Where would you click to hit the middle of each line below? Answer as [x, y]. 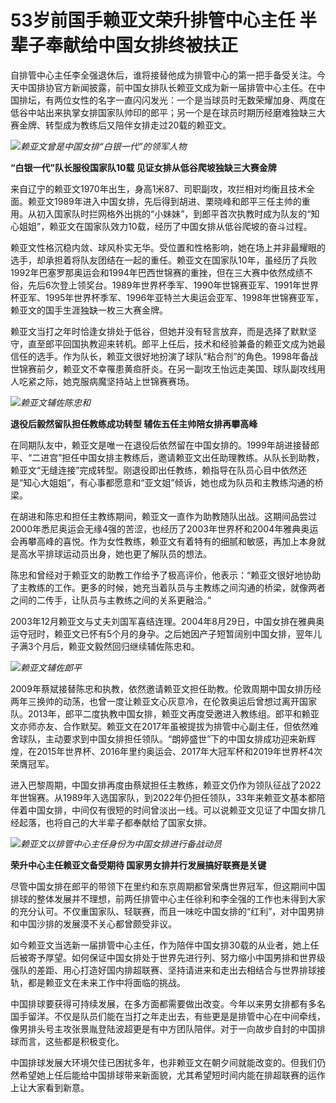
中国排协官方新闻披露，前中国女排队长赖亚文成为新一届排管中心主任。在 [167, 87]
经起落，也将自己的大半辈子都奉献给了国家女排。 [111, 822]
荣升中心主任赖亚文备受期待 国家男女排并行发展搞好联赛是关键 [138, 865]
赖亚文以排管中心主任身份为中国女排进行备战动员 [121, 843]
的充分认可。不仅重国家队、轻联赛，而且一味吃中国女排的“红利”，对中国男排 [167, 911]
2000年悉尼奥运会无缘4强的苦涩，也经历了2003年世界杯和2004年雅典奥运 [164, 528]
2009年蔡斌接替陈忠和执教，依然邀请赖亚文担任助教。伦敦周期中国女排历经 [166, 688]
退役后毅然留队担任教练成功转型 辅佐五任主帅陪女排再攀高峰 [134, 423]
